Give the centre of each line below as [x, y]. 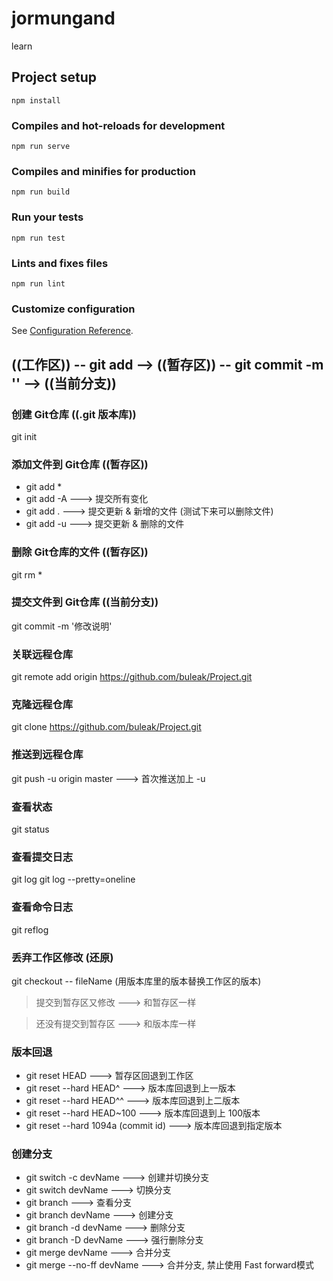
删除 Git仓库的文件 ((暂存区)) [80, 552]
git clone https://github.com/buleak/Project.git [106, 727]
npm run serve [41, 147]
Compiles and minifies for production [103, 171]
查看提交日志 [42, 857]
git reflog [30, 929]
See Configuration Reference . [72, 331]
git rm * [27, 574]
